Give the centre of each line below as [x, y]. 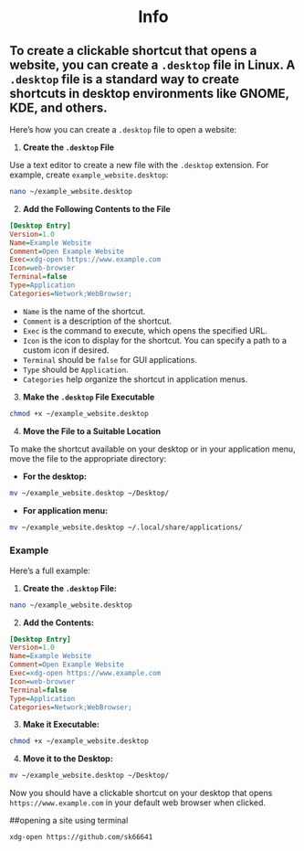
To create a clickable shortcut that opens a [133, 51]
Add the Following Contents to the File [96, 208]
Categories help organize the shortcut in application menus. [135, 379]
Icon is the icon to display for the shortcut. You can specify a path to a [155, 340]
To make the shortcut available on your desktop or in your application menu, [152, 449]
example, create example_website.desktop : [89, 175]
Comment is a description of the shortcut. [97, 321]
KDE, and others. [58, 107]
